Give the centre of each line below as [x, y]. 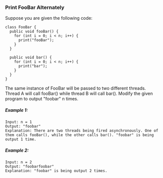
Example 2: [17, 150]
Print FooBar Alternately [35, 7]
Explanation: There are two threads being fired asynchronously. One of [82, 131]
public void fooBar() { [34, 32]
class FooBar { [21, 27]
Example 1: [17, 110]
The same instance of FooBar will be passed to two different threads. [76, 89]
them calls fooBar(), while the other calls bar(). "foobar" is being [80, 135]
